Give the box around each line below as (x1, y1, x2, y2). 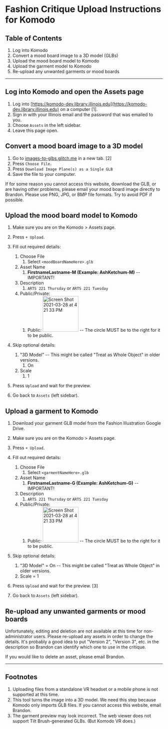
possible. (5, 196, 24, 203)
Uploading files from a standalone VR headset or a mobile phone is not (12, 686, 158, 692)
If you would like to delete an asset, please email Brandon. (5, 654, 125, 660)
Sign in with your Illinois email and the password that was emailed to (12, 111, 153, 117)
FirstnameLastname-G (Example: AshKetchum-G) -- (27, 480, 139, 486)
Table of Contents (5, 34, 62, 42)
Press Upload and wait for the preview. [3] (12, 583, 98, 589)
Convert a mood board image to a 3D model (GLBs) (12, 52, 118, 58)
